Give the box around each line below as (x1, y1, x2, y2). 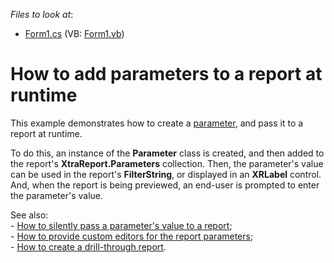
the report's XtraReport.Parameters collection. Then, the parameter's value (10, 157, 324, 169)
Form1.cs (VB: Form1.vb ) (24, 28, 125, 39)
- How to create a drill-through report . (10, 240, 167, 253)
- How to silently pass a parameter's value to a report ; (10, 219, 233, 231)
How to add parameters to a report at (10, 63, 323, 86)
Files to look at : (10, 9, 74, 20)
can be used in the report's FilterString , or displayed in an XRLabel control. (10, 168, 322, 180)
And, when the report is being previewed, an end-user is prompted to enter (10, 179, 320, 191)
